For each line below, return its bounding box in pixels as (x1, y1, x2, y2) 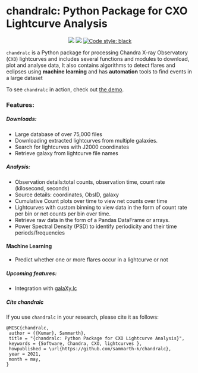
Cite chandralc (6, 298, 44, 306)
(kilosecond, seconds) (14, 184, 70, 192)
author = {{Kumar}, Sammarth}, (8, 330, 86, 336)
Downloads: (6, 115, 37, 123)
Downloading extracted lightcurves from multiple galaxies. (14, 137, 158, 144)
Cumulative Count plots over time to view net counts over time (14, 197, 168, 204)
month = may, (8, 356, 42, 362)
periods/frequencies (14, 229, 65, 236)
